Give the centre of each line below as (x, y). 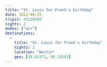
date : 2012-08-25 (23, 15)
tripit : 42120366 (23, 19)
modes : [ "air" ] (21, 29)
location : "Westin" (35, 52)
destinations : (20, 33)
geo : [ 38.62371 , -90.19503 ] (43, 57)
